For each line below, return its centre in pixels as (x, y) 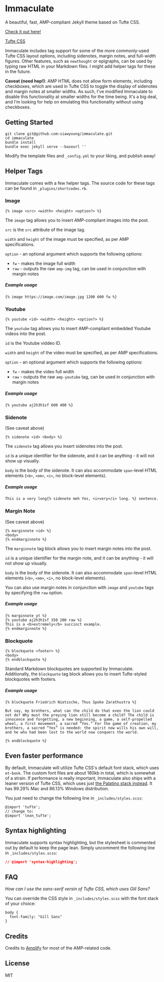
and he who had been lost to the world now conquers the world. (72, 732)
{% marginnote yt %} (26, 616)
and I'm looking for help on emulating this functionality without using (74, 102)
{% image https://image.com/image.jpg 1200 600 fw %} (61, 297)
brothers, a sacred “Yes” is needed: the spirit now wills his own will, (82, 728)
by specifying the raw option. (34, 593)
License (17, 964)
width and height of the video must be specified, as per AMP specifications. (82, 353)
